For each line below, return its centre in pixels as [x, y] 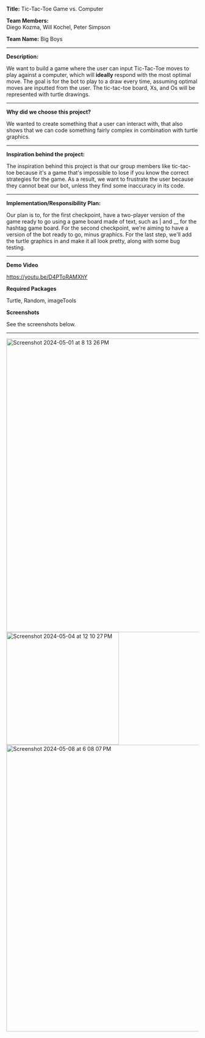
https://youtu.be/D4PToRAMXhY [47, 277]
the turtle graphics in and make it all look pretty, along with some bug [93, 241]
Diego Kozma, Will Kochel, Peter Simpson [59, 27]
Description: [22, 57]
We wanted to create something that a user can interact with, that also [95, 124]
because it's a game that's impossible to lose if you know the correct [102, 173]
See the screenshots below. [41, 324]
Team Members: [27, 20]
